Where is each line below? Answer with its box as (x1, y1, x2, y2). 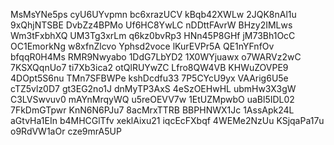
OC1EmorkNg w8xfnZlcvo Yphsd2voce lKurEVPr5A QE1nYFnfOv (10, 40, 275, 52)
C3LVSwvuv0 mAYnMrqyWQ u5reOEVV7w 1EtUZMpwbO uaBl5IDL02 (10, 94, 295, 105)
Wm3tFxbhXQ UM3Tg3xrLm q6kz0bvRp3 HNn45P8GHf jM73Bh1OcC (10, 30, 296, 41)
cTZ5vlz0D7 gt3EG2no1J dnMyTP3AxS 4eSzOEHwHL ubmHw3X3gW (10, 83, 297, 94)
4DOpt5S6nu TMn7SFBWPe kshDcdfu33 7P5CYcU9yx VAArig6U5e (10, 72, 289, 84)
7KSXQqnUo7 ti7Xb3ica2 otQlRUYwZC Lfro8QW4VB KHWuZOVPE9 (10, 62, 289, 73)
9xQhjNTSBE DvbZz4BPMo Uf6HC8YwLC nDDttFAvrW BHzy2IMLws (10, 19, 293, 31)
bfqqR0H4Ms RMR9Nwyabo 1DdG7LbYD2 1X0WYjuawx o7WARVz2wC (10, 51, 302, 63)
